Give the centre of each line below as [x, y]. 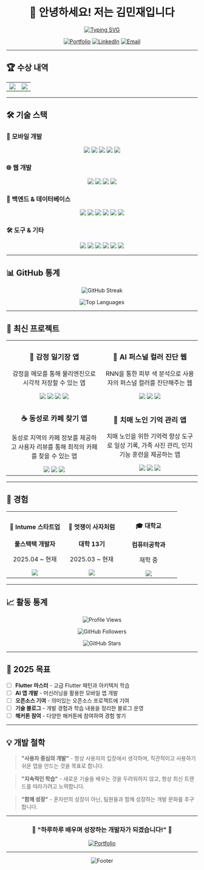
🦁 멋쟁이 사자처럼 [92, 527]
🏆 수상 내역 [27, 68]
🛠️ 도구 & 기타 [25, 230]
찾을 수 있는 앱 [58, 456]
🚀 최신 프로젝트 [33, 328]
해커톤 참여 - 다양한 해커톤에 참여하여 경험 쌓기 [70, 716]
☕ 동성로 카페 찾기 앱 [54, 419]
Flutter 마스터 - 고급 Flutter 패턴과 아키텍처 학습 [72, 685]
